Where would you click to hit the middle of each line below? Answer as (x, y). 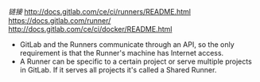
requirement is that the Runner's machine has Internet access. (122, 53)
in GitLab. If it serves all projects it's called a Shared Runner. (118, 70)
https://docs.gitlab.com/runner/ (60, 21)
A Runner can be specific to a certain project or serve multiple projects (136, 61)
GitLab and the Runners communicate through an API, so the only (127, 45)
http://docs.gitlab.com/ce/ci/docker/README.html (90, 29)
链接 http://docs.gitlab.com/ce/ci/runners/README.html (99, 12)
